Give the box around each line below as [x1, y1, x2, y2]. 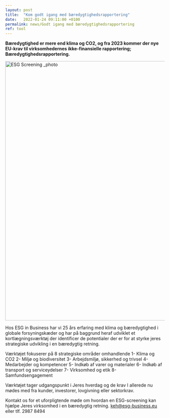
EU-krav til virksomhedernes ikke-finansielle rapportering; [5, 46, 132, 52]
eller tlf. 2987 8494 [5, 408, 46, 414]
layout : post [5, 7, 33, 13]
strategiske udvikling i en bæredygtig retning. [5, 341, 100, 347]
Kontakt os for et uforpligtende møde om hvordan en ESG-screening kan [5, 397, 156, 404]
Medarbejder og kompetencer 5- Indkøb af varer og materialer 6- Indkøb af [5, 362, 162, 368]
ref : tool [5, 26, 26, 31]
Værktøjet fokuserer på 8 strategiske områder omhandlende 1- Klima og [5, 351, 155, 357]
